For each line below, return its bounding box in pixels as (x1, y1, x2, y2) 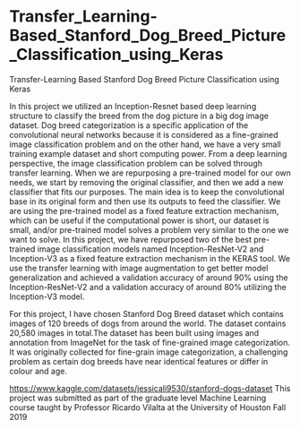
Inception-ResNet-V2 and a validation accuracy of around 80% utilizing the (9, 281, 287, 292)
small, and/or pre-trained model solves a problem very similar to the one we (9, 224, 289, 235)
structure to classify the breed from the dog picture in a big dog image (9, 110, 269, 121)
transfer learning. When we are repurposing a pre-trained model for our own (9, 167, 291, 178)
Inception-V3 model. (9, 291, 85, 302)
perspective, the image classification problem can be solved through (9, 158, 262, 168)
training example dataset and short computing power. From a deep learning (9, 148, 287, 159)
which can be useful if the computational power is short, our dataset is (9, 215, 270, 226)
